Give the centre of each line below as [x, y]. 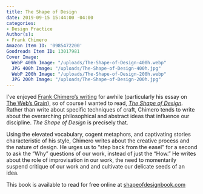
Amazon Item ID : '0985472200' [45, 46]
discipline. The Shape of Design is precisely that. [67, 122]
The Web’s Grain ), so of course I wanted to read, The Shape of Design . [95, 103]
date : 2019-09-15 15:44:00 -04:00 [50, 18]
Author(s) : [20, 35]
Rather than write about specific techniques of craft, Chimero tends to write [101, 110]
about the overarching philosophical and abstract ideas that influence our [98, 116]
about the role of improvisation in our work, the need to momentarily [92, 160]
